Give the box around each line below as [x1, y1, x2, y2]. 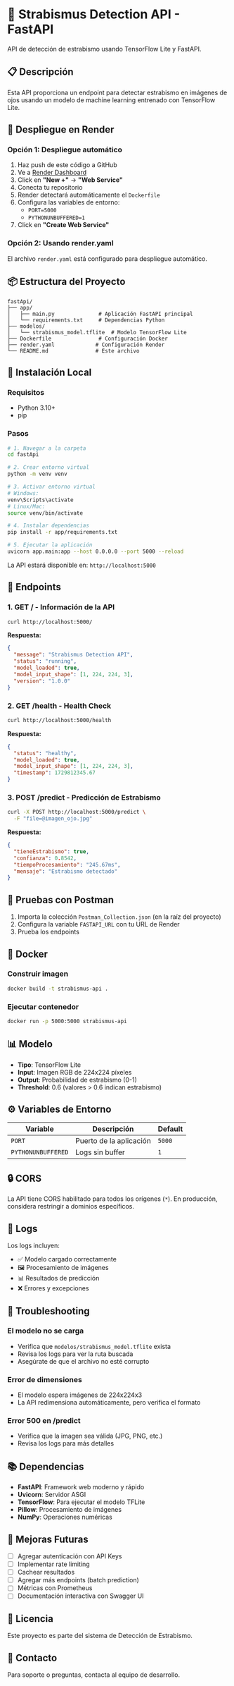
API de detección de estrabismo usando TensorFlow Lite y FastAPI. [7, 44, 202, 53]
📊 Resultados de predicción [17, 1274, 100, 1283]
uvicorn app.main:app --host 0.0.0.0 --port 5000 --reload [7, 548, 184, 556]
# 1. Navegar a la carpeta [7, 444, 86, 452]
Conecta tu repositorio [17, 183, 83, 192]
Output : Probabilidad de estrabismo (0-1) [17, 1075, 137, 1084]
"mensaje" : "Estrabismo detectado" [13, 867, 118, 875]
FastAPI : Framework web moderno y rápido [17, 1483, 145, 1491]
